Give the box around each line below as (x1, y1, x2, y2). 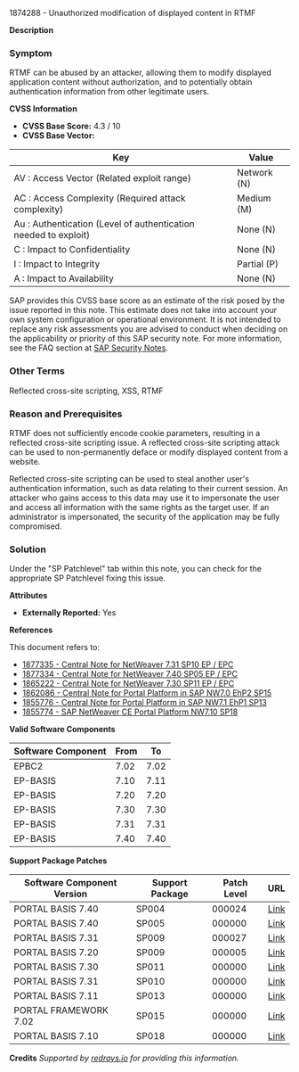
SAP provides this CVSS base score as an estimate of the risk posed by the (9, 295, 285, 306)
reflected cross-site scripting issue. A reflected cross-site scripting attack (9, 437, 280, 448)
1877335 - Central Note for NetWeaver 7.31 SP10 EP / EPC (21, 659, 234, 670)
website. (9, 456, 41, 466)
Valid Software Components (9, 724, 116, 735)
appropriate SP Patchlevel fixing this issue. (9, 573, 166, 583)
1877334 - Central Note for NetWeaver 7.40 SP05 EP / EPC (21, 669, 238, 680)
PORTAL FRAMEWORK (13, 1004, 109, 1017)
